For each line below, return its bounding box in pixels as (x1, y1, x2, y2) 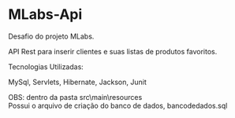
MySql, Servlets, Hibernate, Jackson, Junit (8, 77, 147, 87)
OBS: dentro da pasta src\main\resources (8, 92, 143, 101)
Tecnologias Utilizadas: (8, 61, 84, 72)
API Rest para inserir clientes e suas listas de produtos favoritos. (8, 46, 218, 56)
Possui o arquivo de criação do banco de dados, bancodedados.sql (8, 101, 228, 110)
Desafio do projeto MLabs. (8, 31, 95, 41)
